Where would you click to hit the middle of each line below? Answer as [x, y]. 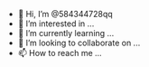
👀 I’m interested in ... [56, 24]
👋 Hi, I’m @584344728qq [65, 14]
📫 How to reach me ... [60, 53]
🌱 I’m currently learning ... [66, 33]
